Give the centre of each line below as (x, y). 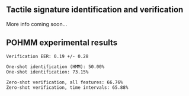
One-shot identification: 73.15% (47, 72)
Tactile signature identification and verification (95, 10)
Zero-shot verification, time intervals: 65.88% (67, 87)
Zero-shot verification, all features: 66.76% (65, 82)
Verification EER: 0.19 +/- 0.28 (47, 56)
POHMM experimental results (62, 43)
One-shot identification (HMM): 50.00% (55, 67)
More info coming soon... (37, 24)
